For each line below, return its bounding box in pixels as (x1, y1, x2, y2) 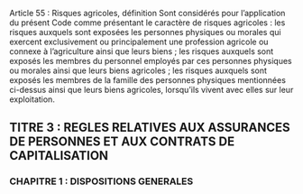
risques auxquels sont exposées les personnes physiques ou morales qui (9, 27, 281, 37)
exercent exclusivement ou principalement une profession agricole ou (9, 36, 269, 47)
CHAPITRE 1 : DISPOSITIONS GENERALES (9, 175, 194, 188)
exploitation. (9, 94, 56, 105)
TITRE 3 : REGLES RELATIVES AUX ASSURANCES (9, 120, 290, 135)
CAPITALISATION (9, 148, 109, 163)
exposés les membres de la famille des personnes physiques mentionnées (9, 75, 287, 85)
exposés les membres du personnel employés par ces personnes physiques (9, 56, 292, 66)
